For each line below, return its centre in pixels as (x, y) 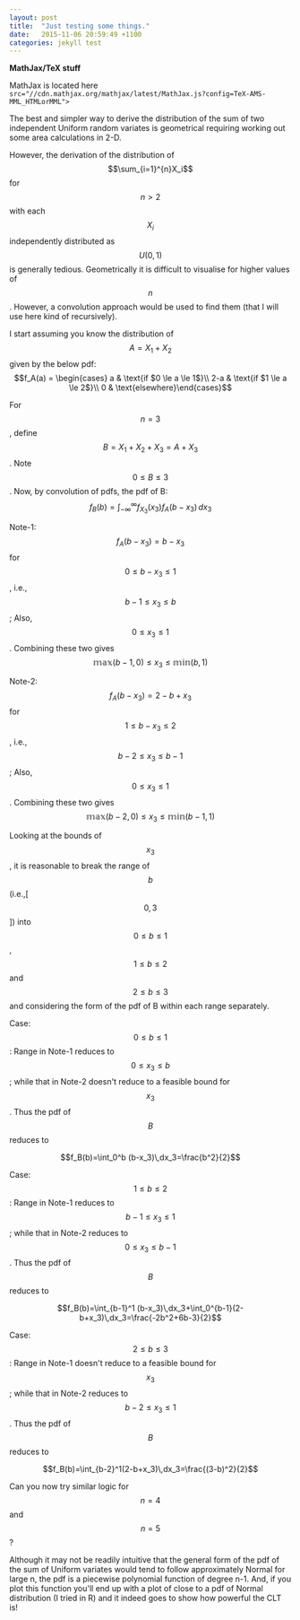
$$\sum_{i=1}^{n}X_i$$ (150, 169)
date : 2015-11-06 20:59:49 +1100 (76, 34)
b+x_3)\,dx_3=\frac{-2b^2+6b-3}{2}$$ (150, 1318)
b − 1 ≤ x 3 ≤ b (150, 603)
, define (23, 432)
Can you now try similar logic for (69, 1486)
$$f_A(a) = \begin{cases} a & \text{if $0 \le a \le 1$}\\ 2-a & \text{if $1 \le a (150, 378)
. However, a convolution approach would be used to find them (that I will (144, 307)
